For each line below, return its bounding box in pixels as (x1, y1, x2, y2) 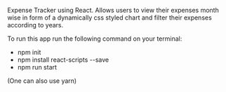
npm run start (17, 63, 58, 71)
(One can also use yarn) (7, 77, 77, 85)
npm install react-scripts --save (17, 55, 109, 64)
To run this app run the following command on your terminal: (7, 34, 182, 43)
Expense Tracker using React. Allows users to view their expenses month (7, 6, 219, 14)
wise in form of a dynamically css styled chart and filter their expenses (7, 13, 212, 22)
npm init (17, 48, 41, 56)
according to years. (7, 21, 64, 29)
